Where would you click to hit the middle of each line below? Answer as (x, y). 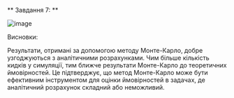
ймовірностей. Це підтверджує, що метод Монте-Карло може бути (108, 73)
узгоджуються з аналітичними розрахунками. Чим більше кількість (108, 58)
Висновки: (23, 37)
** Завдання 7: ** (33, 10)
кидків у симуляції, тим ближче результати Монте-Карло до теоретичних (117, 65)
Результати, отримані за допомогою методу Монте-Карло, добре (105, 50)
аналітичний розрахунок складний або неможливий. (86, 87)
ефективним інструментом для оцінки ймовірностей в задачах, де (107, 80)
